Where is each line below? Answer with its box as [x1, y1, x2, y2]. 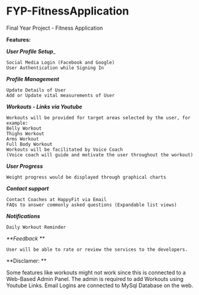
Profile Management [6, 75, 59, 82]
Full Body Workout [6, 141, 53, 147]
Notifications [6, 212, 41, 219]
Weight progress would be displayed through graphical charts [6, 174, 166, 180]
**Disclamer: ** [6, 257, 47, 264]
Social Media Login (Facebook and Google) [6, 59, 115, 65]
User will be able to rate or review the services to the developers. [6, 247, 188, 253]
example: [6, 120, 28, 126]
